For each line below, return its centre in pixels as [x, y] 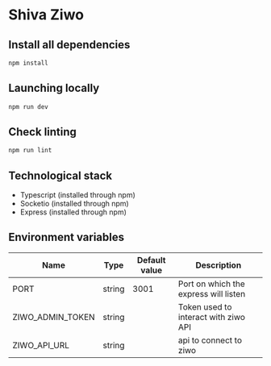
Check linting [42, 132]
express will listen [212, 293]
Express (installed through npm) [73, 212]
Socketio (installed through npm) [74, 204]
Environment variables [67, 237]
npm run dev [28, 106]
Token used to [205, 306]
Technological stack [60, 175]
